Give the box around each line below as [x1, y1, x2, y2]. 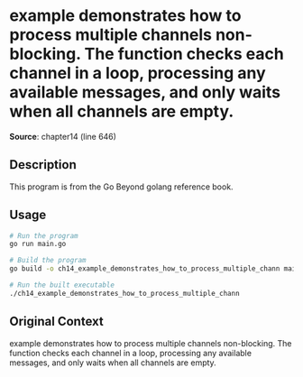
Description [9, 157, 77, 172]
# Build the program [9, 256, 87, 265]
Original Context [9, 314, 104, 329]
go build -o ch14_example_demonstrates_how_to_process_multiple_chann [9, 264, 280, 273]
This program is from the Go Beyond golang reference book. [9, 181, 234, 192]
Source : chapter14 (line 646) [9, 131, 117, 142]
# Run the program [9, 231, 78, 240]
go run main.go [9, 240, 67, 249]
